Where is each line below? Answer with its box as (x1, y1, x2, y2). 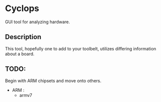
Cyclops (5, 3, 39, 14)
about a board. (5, 51, 35, 57)
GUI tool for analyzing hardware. (5, 19, 71, 25)
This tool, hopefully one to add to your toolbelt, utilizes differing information (5, 45, 157, 51)
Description (5, 33, 41, 41)
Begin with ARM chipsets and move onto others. (5, 78, 102, 84)
